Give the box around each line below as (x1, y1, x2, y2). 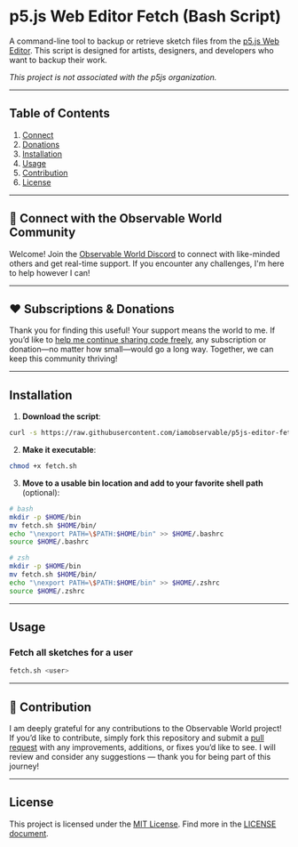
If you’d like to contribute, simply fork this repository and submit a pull (9, 732, 264, 744)
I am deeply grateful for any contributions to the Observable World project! (9, 723, 282, 734)
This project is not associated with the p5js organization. (9, 71, 217, 82)
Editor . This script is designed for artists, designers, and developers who (9, 44, 274, 55)
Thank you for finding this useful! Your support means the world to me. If (9, 325, 276, 335)
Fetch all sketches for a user (9, 647, 133, 658)
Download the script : (21, 411, 101, 422)
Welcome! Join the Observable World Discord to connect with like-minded (9, 248, 281, 259)
